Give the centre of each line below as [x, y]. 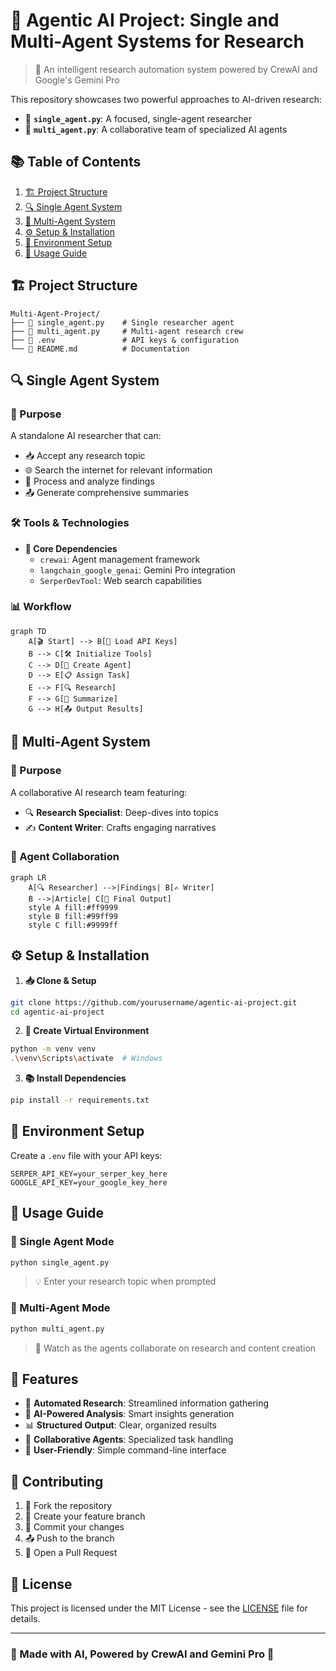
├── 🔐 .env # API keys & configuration [125, 340]
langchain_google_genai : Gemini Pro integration [137, 570]
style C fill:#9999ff [73, 925]
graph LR [28, 877]
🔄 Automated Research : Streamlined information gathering [147, 1403]
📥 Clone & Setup [60, 980]
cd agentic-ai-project [57, 1012]
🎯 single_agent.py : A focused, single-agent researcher [138, 118]
